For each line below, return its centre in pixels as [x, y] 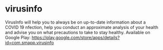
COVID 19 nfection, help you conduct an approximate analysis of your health [82, 27]
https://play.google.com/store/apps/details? [76, 37]
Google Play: [18, 37]
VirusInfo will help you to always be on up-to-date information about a [75, 22]
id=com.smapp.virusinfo [30, 42]
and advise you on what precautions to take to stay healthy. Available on [78, 32]
